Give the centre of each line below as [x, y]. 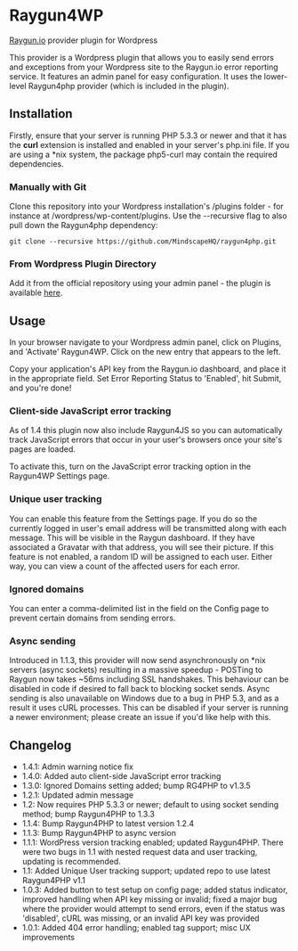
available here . [36, 293]
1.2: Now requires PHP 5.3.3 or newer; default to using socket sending [150, 805]
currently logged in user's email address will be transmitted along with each [148, 528]
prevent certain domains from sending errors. [93, 618]
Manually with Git [48, 186]
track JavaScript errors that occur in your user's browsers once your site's [146, 440]
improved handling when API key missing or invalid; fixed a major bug [149, 899]
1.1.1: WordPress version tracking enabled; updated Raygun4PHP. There [153, 842]
